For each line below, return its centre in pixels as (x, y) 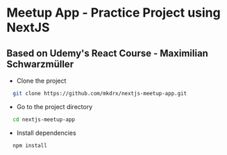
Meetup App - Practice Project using (113, 13)
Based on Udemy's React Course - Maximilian (108, 53)
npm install (30, 145)
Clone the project (41, 81)
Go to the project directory (54, 106)
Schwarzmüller (40, 64)
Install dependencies (47, 133)
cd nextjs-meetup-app (44, 120)
